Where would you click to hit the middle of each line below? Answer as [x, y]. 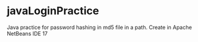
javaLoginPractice [53, 11]
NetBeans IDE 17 [27, 33]
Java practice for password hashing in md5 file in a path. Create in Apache [99, 27]
